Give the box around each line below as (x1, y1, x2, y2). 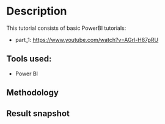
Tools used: (6, 53, 52, 64)
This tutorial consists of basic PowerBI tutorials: (6, 24, 127, 32)
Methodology (6, 88, 59, 98)
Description (6, 4, 67, 18)
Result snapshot (6, 108, 70, 119)
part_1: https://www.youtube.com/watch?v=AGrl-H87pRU (15, 36, 159, 43)
